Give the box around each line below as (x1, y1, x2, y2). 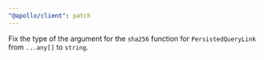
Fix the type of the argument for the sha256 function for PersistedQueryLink (8, 34, 256, 43)
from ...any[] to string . (8, 42, 89, 52)
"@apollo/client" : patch (8, 11, 91, 20)
